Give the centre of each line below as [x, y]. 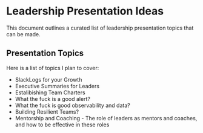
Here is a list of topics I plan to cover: [53, 68]
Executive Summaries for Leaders [57, 86]
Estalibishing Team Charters [50, 92]
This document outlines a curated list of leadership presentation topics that [100, 28]
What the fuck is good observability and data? [72, 105]
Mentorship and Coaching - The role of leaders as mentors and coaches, [106, 118]
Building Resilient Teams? [47, 112]
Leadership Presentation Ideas [85, 11]
